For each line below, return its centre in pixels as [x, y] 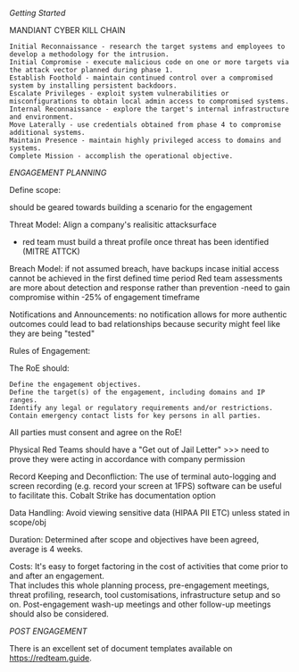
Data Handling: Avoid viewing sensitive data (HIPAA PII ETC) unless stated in [149, 512]
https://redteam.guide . [50, 658]
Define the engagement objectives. [75, 384]
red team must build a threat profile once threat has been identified [145, 242]
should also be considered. [59, 614]
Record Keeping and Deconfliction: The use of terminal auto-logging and [143, 476]
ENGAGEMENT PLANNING [58, 172]
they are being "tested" [52, 333]
